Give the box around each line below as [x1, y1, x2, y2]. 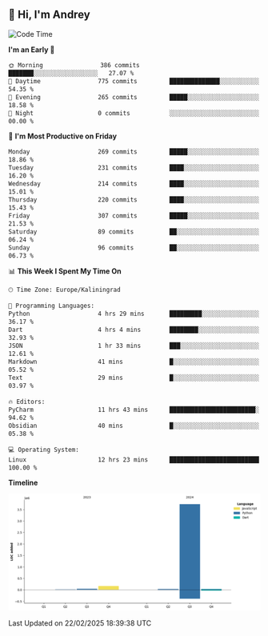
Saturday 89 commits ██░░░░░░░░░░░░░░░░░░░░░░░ [8, 227, 260, 236]
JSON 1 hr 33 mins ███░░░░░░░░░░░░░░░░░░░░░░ [8, 342, 260, 350]
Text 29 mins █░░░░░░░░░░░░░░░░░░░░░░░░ [8, 374, 260, 382]
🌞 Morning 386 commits [8, 61, 140, 69]
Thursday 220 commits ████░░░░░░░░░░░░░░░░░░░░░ [8, 195, 260, 204]
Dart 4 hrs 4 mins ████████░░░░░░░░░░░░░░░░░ [8, 326, 260, 334]
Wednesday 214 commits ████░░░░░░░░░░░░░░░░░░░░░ [8, 179, 260, 188]
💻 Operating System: [8, 446, 80, 454]
